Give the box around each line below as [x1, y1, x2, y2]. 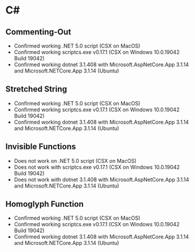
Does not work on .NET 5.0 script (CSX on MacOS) [13, 157, 137, 164]
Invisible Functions [5, 142, 76, 152]
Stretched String [5, 84, 67, 94]
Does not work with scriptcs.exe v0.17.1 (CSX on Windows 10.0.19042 [13, 164, 180, 171]
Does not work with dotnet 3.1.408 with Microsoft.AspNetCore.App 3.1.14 [13, 176, 190, 183]
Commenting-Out [5, 27, 71, 37]
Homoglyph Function [5, 199, 84, 209]
